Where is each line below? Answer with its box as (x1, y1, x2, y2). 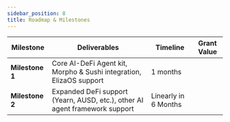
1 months (151, 66, 182, 76)
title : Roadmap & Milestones (7, 16, 90, 23)
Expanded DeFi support (51, 86, 128, 96)
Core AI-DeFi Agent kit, (51, 58, 128, 68)
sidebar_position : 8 (7, 10, 66, 17)
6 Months (151, 99, 182, 109)
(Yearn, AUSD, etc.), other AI (51, 95, 144, 105)
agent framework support (51, 103, 135, 113)
